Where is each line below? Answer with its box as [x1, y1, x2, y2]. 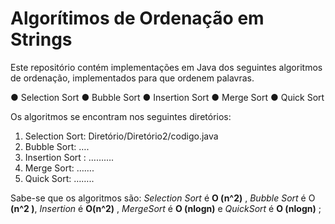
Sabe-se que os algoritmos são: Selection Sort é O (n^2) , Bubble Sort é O [10, 192, 316, 204]
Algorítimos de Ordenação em [10, 7, 265, 30]
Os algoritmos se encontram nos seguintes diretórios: [10, 110, 232, 122]
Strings [10, 28, 73, 51]
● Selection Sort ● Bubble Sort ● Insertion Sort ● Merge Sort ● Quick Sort [10, 91, 325, 103]
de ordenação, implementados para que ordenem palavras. [10, 72, 255, 84]
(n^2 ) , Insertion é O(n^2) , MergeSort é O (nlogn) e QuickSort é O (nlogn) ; [10, 202, 322, 214]
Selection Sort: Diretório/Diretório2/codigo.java [24, 130, 219, 142]
